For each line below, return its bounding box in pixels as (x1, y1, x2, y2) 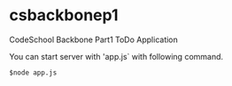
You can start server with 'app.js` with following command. (9, 51, 224, 61)
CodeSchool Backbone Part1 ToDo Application (9, 34, 179, 45)
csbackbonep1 (9, 5, 119, 25)
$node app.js (9, 68, 58, 77)
